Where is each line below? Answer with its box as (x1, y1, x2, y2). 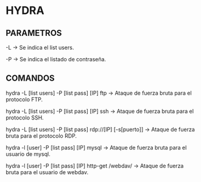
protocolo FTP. (5, 95, 43, 103)
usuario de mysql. (5, 150, 51, 158)
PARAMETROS (5, 28, 62, 38)
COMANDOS (5, 73, 55, 84)
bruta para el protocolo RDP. (5, 132, 77, 140)
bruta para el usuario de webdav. (5, 168, 89, 176)
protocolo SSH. (5, 113, 44, 121)
